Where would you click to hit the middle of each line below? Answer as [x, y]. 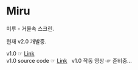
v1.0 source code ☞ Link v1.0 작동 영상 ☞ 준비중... [69, 60]
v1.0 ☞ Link [20, 53]
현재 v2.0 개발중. [26, 41]
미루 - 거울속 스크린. [30, 28]
